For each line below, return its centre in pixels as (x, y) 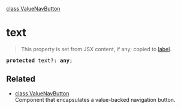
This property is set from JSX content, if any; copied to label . (96, 49)
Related (21, 79)
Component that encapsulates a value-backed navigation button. (95, 99)
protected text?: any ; (40, 60)
